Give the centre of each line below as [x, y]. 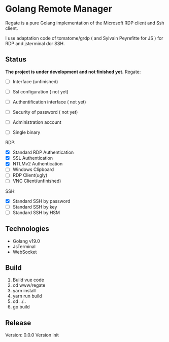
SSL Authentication [33, 158]
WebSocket [25, 252]
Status [16, 60]
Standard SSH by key [35, 207]
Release [18, 323]
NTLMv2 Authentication [38, 164]
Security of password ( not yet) [45, 112]
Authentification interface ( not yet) [49, 101]
